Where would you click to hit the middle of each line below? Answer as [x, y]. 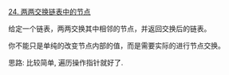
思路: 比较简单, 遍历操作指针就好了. [66, 63]
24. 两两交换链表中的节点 [49, 12]
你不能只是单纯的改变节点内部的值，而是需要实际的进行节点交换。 [116, 45]
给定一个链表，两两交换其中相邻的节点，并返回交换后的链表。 [110, 29]
